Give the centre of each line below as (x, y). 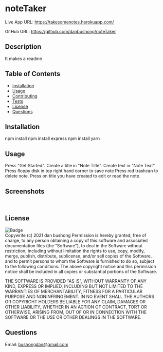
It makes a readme (24, 59)
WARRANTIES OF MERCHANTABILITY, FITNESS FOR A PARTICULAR (74, 291)
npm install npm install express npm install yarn (53, 138)
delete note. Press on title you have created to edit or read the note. (73, 176)
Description (23, 47)
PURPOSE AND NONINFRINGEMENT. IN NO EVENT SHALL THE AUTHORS (80, 296)
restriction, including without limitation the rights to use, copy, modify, (75, 251)
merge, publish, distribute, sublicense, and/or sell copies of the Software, (79, 256)
